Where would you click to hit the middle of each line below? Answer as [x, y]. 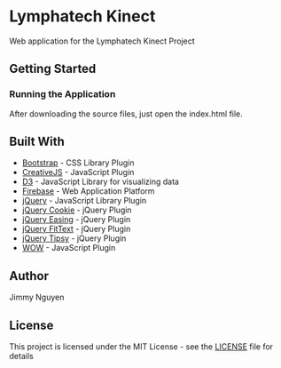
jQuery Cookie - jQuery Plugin [77, 210]
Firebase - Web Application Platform [88, 191]
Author [29, 276]
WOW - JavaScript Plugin [69, 248]
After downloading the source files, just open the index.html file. [126, 114]
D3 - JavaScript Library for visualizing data [101, 182]
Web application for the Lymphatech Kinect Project [102, 41]
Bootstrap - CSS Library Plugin [78, 163]
